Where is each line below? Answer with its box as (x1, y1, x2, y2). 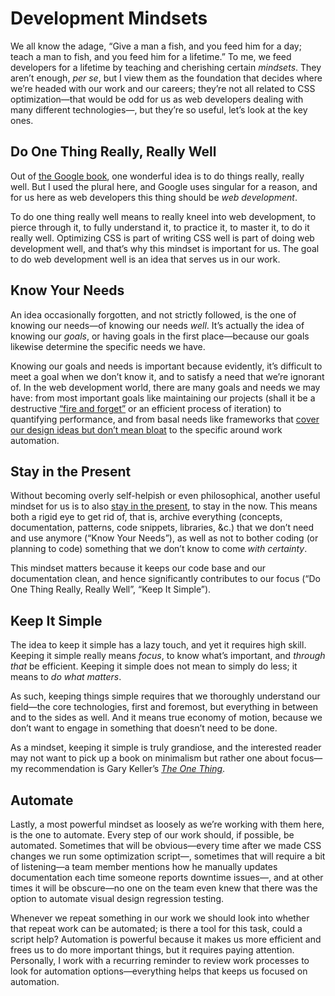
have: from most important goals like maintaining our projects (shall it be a (10, 392, 316, 404)
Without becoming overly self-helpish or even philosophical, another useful (10, 490, 321, 502)
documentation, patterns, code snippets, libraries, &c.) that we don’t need (10, 522, 315, 534)
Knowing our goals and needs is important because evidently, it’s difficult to (10, 360, 323, 372)
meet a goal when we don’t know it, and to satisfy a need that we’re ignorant (10, 370, 325, 382)
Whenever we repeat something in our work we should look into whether (10, 912, 310, 924)
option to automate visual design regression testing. (10, 893, 225, 904)
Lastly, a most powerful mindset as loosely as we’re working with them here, (10, 818, 325, 830)
